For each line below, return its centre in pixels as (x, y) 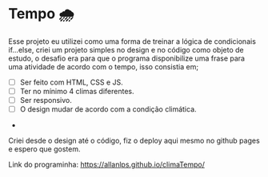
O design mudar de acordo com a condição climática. (108, 109)
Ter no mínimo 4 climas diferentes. (77, 91)
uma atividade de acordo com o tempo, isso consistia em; (103, 66)
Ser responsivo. (46, 100)
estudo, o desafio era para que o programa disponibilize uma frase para (127, 58)
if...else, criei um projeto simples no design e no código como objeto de (126, 49)
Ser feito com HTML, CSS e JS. (72, 82)
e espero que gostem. (44, 149)
